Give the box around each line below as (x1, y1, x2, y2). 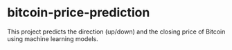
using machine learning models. (7, 34, 98, 42)
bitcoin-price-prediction (7, 5, 150, 21)
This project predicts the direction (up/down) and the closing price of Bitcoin (7, 27, 226, 36)
